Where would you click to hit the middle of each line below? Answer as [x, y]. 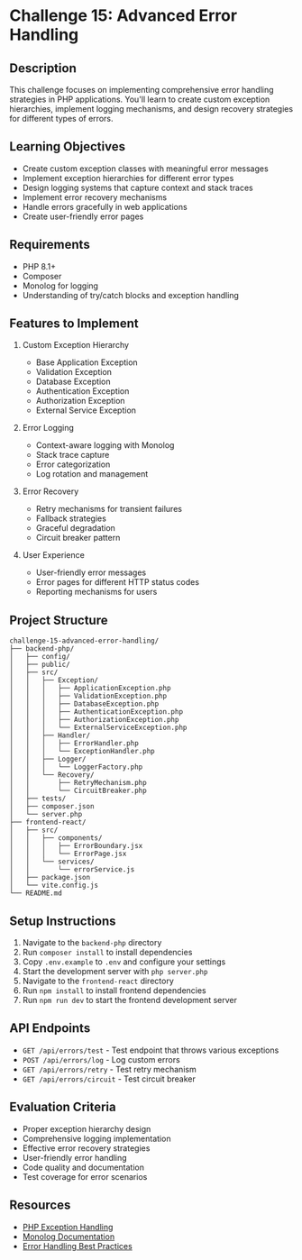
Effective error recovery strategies [86, 1148]
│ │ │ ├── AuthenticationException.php [96, 712]
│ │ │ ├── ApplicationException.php [90, 689]
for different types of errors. [61, 119]
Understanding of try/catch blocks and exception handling [130, 295]
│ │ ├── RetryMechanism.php [78, 783]
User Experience [54, 555]
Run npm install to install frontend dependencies [114, 991]
